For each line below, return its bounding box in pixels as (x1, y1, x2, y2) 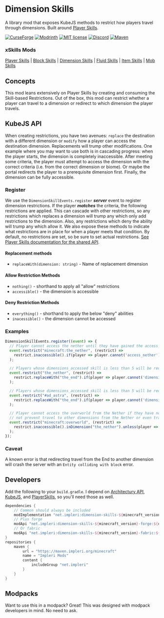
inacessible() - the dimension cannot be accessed (12, 315, 116, 321)
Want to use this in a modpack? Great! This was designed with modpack (5, 602, 150, 608)
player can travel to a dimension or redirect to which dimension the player (5, 100, 153, 106)
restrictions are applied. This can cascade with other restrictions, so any (5, 208, 150, 214)
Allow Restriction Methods (5, 272, 60, 278)
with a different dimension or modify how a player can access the (5, 138, 136, 144)
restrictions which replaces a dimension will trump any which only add (5, 213, 146, 219)
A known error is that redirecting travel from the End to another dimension (5, 456, 154, 462)
